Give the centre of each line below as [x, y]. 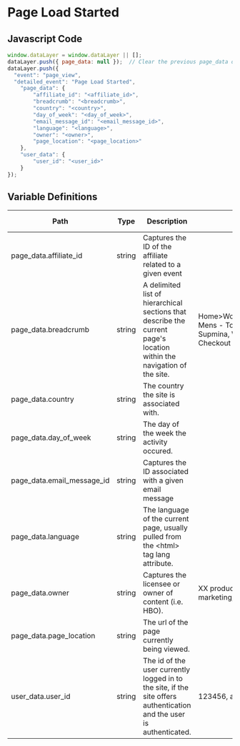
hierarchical [162, 303]
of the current [166, 519]
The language [166, 510]
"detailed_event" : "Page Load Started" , [75, 82]
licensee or [161, 584]
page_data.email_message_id [60, 480]
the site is [159, 395]
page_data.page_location [53, 636]
